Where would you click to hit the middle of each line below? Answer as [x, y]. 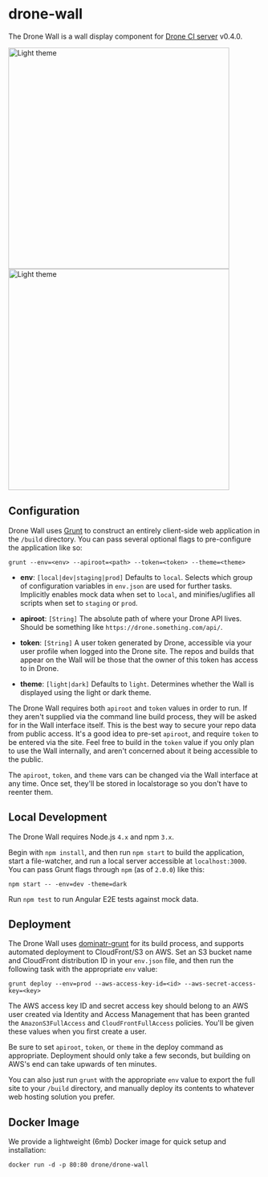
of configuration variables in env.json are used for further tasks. [126, 586]
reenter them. [31, 792]
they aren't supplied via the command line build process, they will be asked [132, 716]
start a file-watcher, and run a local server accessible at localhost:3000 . [128, 861]
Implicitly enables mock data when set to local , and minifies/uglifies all [137, 594]
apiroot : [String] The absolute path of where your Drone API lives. [131, 618]
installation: [27, 1150]
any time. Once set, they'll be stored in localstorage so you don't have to [128, 783]
